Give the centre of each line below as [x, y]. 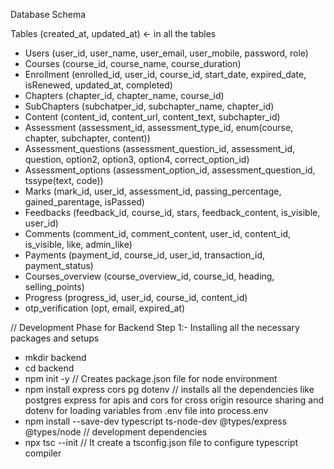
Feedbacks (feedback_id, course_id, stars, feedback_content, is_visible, [172, 212]
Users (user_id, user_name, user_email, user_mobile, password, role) [166, 53]
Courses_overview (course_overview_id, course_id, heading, [149, 276]
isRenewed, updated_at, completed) [98, 85]
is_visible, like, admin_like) [78, 244]
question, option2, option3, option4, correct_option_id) [137, 159]
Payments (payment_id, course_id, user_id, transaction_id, [145, 255]
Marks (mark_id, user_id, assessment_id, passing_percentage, [153, 191]
